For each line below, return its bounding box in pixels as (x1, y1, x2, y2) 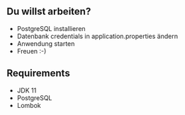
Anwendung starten (16, 39, 75, 48)
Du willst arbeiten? (6, 6, 91, 18)
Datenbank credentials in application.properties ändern (16, 32, 179, 40)
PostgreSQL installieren (16, 24, 86, 32)
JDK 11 (16, 86, 37, 95)
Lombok (16, 101, 42, 109)
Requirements (6, 67, 70, 80)
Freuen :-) (16, 47, 47, 55)
